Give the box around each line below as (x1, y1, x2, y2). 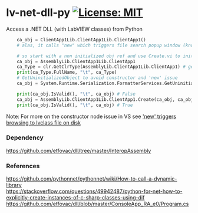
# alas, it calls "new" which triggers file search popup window (16, 42, 181, 48)
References (6, 162, 40, 170)
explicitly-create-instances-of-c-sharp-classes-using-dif (6, 194, 145, 201)
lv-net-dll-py (6, 6, 71, 19)
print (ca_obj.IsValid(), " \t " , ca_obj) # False (16, 91, 136, 97)
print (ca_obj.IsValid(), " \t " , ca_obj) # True (16, 102, 133, 108)
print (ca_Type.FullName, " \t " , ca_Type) (16, 70, 117, 76)
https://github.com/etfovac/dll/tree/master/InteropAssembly (6, 147, 151, 154)
